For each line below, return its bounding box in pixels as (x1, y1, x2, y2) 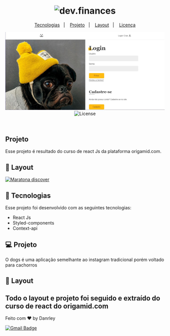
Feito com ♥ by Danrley (5, 315, 56, 321)
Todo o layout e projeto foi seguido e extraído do (5, 294, 160, 303)
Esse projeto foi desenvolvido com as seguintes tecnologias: (5, 204, 132, 210)
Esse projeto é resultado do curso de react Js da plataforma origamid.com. (5, 148, 162, 155)
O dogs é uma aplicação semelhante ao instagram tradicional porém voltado (5, 256, 164, 263)
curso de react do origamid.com (5, 302, 109, 310)
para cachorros (5, 262, 37, 268)
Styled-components (12, 219, 55, 226)
